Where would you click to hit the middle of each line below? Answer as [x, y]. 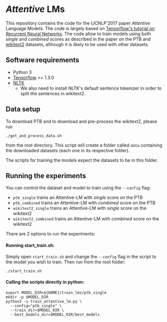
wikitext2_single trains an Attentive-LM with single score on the [79, 208]
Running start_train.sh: [30, 245]
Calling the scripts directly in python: [45, 282]
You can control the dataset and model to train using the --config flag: [78, 188]
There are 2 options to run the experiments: [50, 234]
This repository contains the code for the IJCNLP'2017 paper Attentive [78, 23]
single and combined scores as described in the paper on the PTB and [78, 39]
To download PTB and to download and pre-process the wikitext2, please [81, 121]
